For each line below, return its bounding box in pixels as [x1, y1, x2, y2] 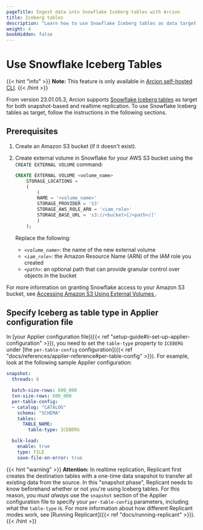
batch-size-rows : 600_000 [12, 387, 78, 393]
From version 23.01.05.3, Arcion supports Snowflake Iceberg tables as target [6, 96, 198, 103]
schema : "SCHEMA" [17, 410, 61, 416]
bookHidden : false [6, 32, 53, 38]
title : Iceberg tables [6, 15, 64, 21]
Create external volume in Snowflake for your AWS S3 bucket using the [15, 154, 193, 161]
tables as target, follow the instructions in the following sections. [6, 109, 167, 116]
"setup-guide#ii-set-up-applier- [110, 333, 190, 341]
